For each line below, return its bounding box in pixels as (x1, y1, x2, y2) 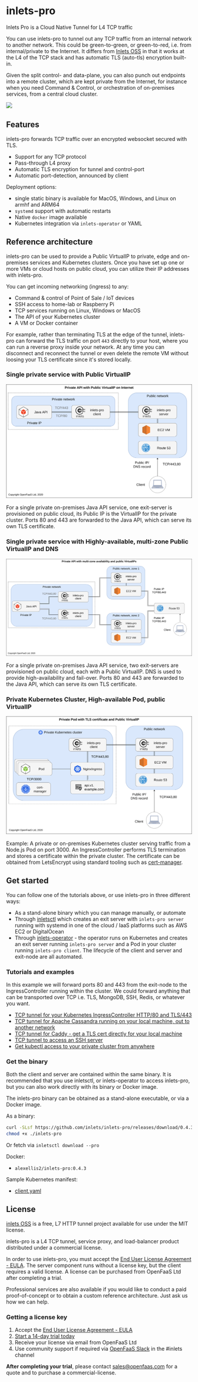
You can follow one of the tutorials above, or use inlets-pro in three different (6, 891, 190, 898)
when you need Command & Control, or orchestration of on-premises (6, 84, 175, 91)
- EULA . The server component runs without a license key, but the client (6, 1262, 181, 1269)
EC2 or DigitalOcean (14, 928, 65, 935)
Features (6, 120, 39, 130)
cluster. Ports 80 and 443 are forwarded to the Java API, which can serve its (6, 516, 192, 523)
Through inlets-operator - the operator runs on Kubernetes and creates (14, 934, 188, 941)
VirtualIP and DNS (6, 545, 59, 553)
